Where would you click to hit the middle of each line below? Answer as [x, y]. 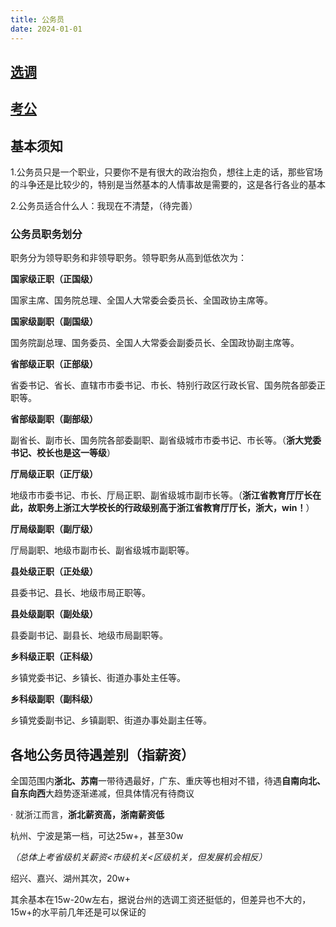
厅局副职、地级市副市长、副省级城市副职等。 [102, 550]
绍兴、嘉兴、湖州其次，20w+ [71, 878]
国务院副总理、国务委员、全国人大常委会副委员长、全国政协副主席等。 [155, 343]
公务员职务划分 [46, 234]
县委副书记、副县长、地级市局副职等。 [89, 635]
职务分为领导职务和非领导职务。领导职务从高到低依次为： [128, 258]
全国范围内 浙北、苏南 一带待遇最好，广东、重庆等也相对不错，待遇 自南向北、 [168, 781]
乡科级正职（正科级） [54, 657]
